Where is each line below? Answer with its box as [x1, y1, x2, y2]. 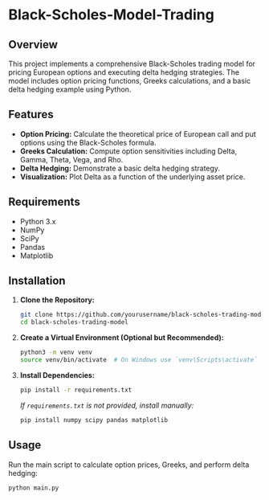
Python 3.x [19, 216, 56, 226]
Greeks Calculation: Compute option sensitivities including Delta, [19, 146, 238, 156]
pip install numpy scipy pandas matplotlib [19, 416, 169, 424]
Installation [8, 274, 66, 288]
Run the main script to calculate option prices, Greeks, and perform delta [8, 460, 250, 469]
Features [8, 108, 54, 121]
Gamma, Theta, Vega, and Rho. [19, 154, 124, 164]
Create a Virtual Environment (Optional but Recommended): [19, 333, 224, 342]
